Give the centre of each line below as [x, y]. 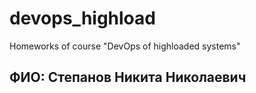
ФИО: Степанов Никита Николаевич [128, 77]
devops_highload [82, 18]
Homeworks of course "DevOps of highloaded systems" [125, 46]
